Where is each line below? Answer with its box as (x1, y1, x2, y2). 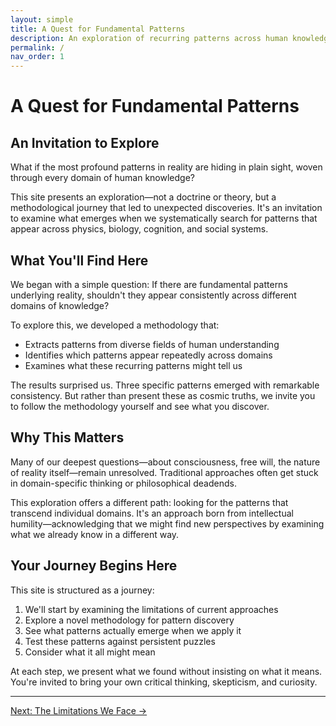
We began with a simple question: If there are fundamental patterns (10, 278, 288, 290)
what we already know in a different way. (10, 528, 180, 540)
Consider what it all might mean (24, 646, 156, 658)
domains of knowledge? (10, 299, 110, 311)
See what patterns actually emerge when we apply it (24, 624, 242, 636)
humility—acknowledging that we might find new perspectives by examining (10, 517, 325, 530)
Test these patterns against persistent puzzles (24, 635, 216, 647)
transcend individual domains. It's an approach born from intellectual (10, 507, 294, 519)
